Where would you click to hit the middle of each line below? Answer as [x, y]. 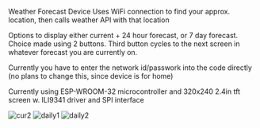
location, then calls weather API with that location [89, 20]
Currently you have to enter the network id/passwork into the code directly [130, 68]
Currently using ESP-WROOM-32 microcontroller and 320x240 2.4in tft [124, 91]
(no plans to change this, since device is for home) [91, 76]
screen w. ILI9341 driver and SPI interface [76, 100]
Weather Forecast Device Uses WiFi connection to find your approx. [119, 12]
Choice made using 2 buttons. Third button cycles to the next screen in [124, 44]
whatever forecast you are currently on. [73, 52]
